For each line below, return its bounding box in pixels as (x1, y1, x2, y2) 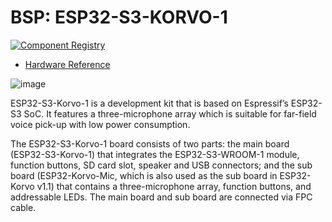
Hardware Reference (24, 58, 111, 70)
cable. (10, 201, 37, 213)
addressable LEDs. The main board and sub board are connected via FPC (10, 191, 313, 203)
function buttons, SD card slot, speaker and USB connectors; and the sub (10, 159, 313, 171)
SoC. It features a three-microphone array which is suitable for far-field (23, 107, 317, 120)
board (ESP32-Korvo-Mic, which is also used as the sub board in (10, 169, 278, 181)
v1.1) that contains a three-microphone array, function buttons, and (36, 180, 312, 192)
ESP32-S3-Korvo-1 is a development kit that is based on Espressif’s (10, 97, 289, 109)
